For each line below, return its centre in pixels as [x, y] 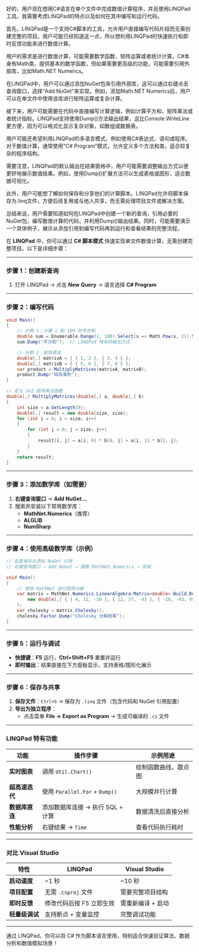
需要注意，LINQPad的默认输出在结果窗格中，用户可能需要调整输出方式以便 [97, 166]
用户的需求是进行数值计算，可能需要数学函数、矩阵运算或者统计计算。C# [95, 56]
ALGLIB [33, 520]
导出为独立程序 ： [36, 709]
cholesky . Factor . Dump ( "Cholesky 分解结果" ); [71, 616]
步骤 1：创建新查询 [33, 271]
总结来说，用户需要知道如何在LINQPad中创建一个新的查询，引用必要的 [92, 213]
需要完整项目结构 [144, 892]
